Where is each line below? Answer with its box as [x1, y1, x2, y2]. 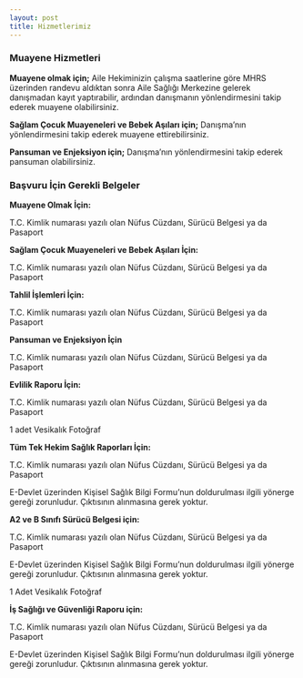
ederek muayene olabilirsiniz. [9, 101, 119, 112]
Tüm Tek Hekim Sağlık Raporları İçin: [9, 442, 152, 453]
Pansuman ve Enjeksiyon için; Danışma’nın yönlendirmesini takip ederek [9, 147, 284, 157]
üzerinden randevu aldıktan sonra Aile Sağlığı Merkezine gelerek [9, 82, 251, 93]
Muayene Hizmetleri [9, 52, 101, 65]
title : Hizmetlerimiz [9, 22, 92, 31]
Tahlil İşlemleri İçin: [9, 289, 85, 300]
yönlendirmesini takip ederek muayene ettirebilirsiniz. [9, 128, 209, 139]
